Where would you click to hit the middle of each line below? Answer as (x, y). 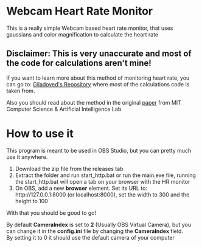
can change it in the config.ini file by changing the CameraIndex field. (95, 231)
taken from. (21, 91)
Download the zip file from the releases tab (69, 169)
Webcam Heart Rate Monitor (80, 11)
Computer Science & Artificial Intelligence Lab (64, 109)
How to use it (40, 134)
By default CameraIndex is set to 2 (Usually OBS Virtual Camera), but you (99, 224)
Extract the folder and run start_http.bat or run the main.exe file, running (106, 175)
